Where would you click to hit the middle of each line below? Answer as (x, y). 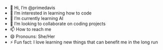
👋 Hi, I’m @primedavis (33, 8)
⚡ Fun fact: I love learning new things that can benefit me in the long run (84, 42)
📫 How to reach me (30, 29)
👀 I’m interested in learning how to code (51, 13)
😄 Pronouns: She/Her (32, 36)
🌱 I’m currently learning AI (37, 18)
